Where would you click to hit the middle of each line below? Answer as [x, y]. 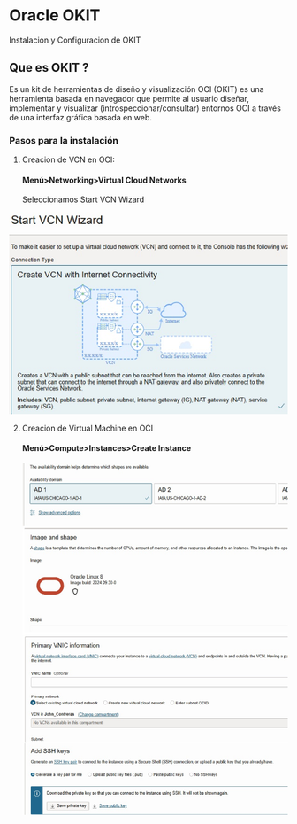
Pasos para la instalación [64, 140]
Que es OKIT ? [49, 68]
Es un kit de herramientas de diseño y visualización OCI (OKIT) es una [137, 89]
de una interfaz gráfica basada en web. [81, 117]
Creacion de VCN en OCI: [68, 159]
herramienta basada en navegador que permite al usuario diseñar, [129, 98]
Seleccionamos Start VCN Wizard [83, 199]
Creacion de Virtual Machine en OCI [88, 428]
